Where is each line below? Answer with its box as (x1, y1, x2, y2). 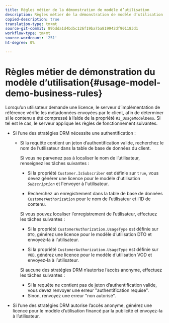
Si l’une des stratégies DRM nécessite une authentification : (12, 130, 136, 136)
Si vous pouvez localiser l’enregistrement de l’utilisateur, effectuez (20, 211, 157, 217)
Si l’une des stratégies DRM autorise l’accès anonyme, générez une (12, 302, 152, 308)
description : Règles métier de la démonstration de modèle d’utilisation (5, 12, 163, 17)
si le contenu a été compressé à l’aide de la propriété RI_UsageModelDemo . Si (5, 115, 161, 121)
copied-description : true (5, 17, 59, 22)
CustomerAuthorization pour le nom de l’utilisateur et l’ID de (27, 196, 151, 202)
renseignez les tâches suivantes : (20, 160, 90, 166)
